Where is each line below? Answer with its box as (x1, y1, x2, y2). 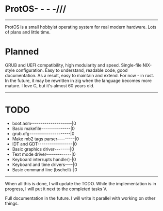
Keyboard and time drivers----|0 (12, 162, 77, 167)
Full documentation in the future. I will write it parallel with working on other (5, 195, 156, 201)
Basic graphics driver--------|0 (12, 146, 74, 152)
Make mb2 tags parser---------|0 (12, 136, 79, 142)
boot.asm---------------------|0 (12, 120, 77, 126)
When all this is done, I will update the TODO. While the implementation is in (5, 180, 157, 186)
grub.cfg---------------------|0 (12, 130, 75, 136)
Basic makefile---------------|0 (12, 125, 75, 131)
